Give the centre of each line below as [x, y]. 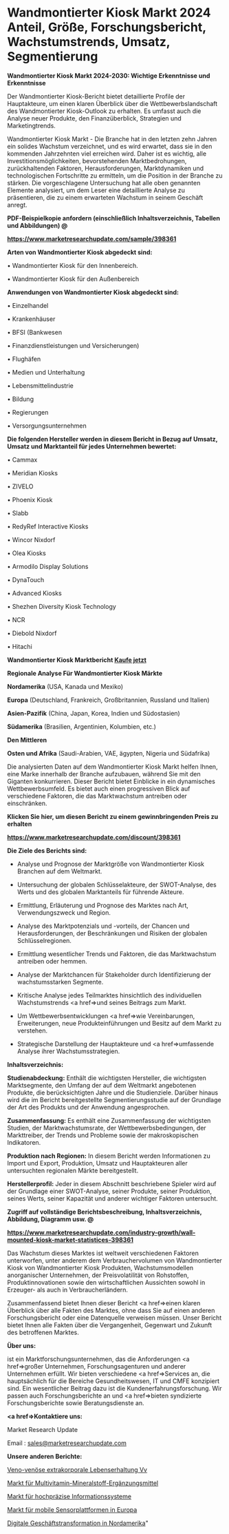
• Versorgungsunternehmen [47, 426]
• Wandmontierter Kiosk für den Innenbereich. [73, 265]
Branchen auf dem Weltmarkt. [59, 871]
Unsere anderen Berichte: [45, 1456]
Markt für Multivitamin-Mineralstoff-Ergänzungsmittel [83, 1483]
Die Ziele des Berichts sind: [47, 850]
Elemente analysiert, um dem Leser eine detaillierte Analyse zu [96, 190]
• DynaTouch [26, 579]
